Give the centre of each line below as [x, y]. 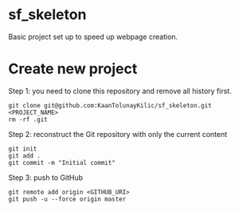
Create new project [73, 69]
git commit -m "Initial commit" [62, 162]
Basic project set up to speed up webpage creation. [93, 37]
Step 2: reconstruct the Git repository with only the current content [118, 134]
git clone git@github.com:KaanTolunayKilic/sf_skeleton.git [110, 105]
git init [23, 149]
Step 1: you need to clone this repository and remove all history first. [120, 91]
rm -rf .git [28, 119]
